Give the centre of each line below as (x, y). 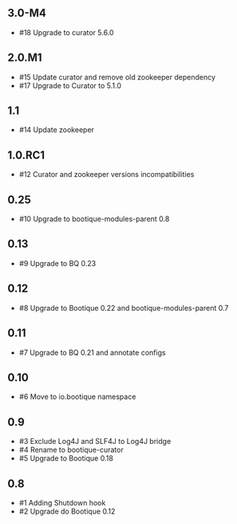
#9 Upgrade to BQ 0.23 (57, 263)
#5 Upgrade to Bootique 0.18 (66, 458)
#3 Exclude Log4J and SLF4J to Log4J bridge (95, 441)
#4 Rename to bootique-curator (71, 450)
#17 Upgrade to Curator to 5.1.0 (70, 85)
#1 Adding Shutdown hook (62, 502)
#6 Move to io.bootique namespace (77, 397)
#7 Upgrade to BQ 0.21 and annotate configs (92, 353)
